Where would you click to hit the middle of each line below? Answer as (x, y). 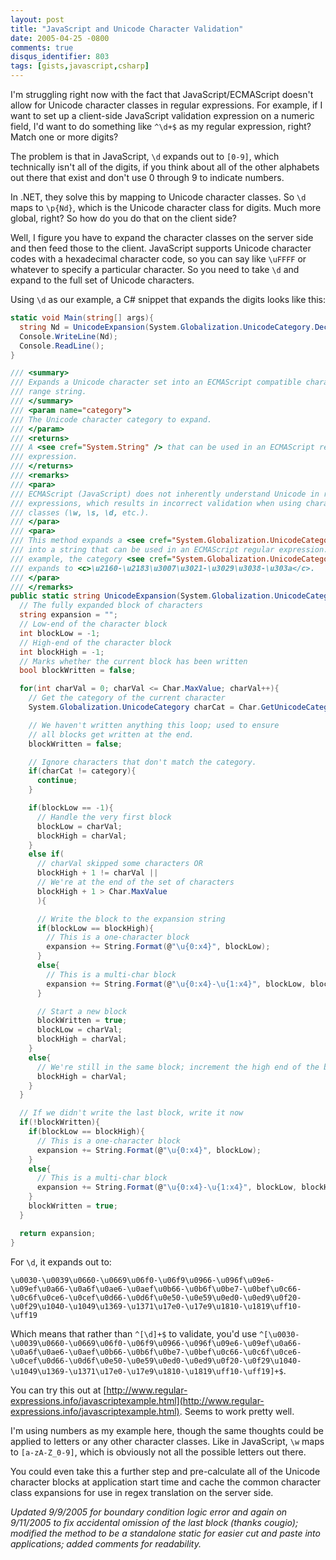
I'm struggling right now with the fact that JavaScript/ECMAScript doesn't (162, 94)
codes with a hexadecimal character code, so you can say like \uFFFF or (158, 259)
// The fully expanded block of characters (111, 606)
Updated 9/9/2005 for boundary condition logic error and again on (149, 1512)
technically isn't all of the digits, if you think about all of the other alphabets (165, 167)
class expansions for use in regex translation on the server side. (142, 1492)
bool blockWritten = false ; (78, 671)
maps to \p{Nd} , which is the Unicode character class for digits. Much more (166, 207)
